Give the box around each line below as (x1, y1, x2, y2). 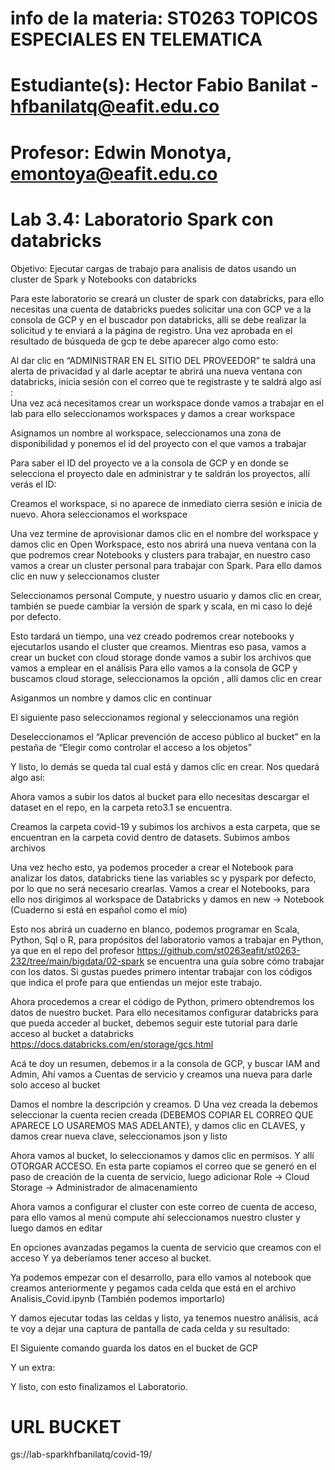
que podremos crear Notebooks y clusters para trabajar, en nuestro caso (10, 548, 311, 561)
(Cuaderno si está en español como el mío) (10, 903, 188, 916)
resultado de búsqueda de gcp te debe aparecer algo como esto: (10, 335, 279, 347)
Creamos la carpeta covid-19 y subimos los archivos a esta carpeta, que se (10, 820, 321, 832)
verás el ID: (10, 478, 57, 490)
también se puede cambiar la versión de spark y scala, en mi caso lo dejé (10, 600, 313, 612)
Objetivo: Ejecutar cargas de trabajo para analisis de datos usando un (10, 262, 297, 274)
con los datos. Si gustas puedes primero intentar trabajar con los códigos (10, 965, 313, 977)
